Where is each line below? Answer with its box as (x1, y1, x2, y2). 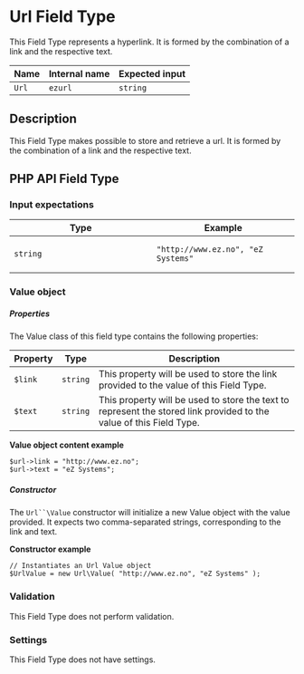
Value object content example (9, 439, 125, 450)
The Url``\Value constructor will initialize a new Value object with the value (9, 507, 291, 518)
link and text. (9, 526, 58, 537)
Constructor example (9, 544, 91, 554)
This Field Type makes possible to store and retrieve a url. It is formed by (9, 135, 281, 146)
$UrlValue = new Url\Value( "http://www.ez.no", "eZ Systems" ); (9, 569, 261, 579)
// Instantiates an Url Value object (9, 562, 152, 571)
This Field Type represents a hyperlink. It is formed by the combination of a (9, 36, 290, 47)
